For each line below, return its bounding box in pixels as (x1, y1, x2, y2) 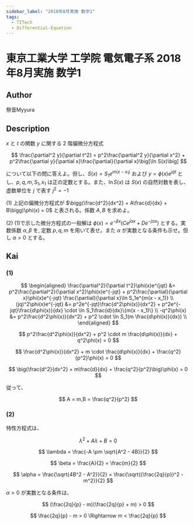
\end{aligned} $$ (77, 319, 119, 326)
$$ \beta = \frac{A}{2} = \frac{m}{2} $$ (50, 460, 146, 467)
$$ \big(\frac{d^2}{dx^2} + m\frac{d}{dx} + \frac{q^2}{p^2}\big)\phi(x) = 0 (8, 366, 188, 373)
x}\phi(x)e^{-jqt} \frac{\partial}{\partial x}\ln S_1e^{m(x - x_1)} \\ (22, 295, 174, 302)
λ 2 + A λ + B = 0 (79, 436, 117, 444)
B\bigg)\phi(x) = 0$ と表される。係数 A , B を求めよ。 (6, 206, 133, 213)
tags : (6, 14, 19, 20)
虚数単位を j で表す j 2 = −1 (6, 186, 69, 194)
